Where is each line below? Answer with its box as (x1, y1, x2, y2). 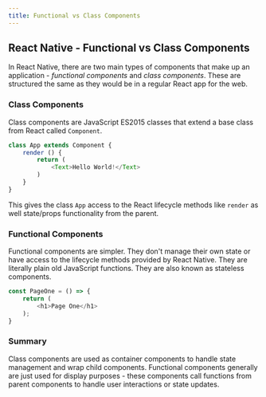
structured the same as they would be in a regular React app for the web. (8, 79, 248, 88)
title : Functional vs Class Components (8, 11, 141, 20)
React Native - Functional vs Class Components (8, 41, 250, 55)
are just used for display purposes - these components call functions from (8, 371, 252, 380)
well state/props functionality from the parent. (8, 208, 159, 218)
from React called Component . (8, 125, 103, 136)
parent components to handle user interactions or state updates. (8, 379, 220, 389)
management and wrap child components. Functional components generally (8, 362, 258, 371)
